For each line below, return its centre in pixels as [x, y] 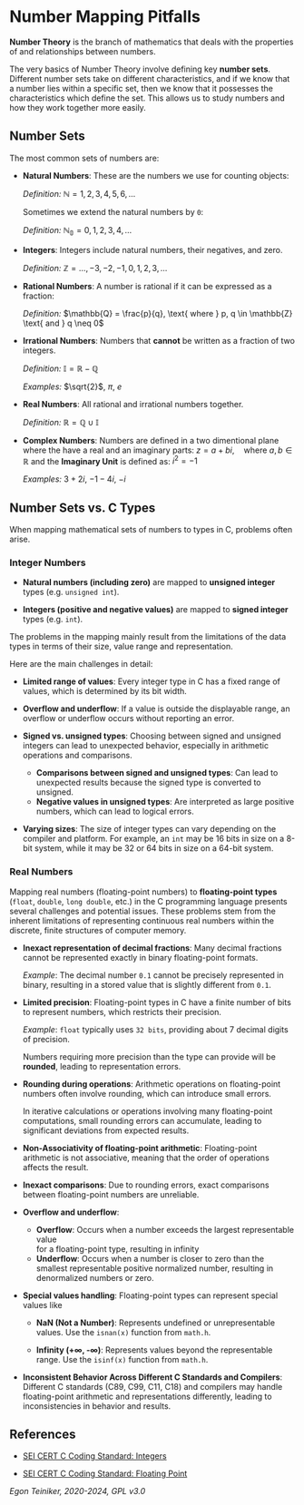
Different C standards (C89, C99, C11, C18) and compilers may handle [152, 1386]
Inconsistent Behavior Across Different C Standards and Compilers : [152, 1377]
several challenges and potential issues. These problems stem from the [143, 911]
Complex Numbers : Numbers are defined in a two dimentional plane [151, 440]
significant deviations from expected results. [106, 1130]
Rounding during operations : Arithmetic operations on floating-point [152, 1084]
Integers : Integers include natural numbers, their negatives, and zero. [152, 249]
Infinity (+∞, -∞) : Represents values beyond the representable [154, 1350]
